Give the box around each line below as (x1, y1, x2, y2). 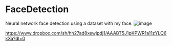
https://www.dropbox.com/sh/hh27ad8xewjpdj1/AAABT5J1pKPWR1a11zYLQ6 (5, 30, 167, 36)
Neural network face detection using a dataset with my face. (5, 20, 133, 26)
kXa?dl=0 (5, 35, 26, 41)
